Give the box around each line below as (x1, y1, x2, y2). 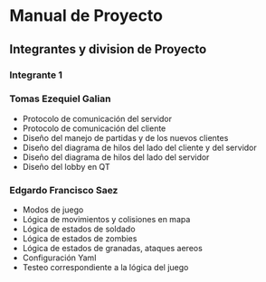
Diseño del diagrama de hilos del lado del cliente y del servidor (22, 142, 258, 153)
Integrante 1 (9, 69, 63, 81)
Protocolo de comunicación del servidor (22, 113, 172, 124)
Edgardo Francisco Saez (9, 183, 119, 196)
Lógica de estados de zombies (22, 233, 138, 244)
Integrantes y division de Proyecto (9, 42, 207, 57)
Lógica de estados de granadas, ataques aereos (22, 243, 204, 254)
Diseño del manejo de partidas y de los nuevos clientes (22, 132, 229, 143)
